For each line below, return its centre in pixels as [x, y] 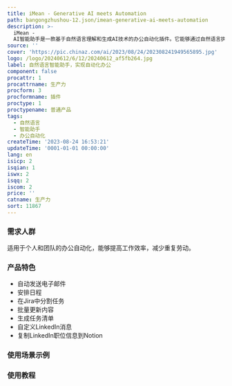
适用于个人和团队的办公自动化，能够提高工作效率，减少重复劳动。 [101, 248]
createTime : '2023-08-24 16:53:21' [58, 142]
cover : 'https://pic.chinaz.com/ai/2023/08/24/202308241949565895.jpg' [112, 52]
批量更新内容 [35, 310]
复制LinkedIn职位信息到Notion [60, 336]
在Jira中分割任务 [41, 301]
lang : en [20, 155]
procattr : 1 [24, 78]
